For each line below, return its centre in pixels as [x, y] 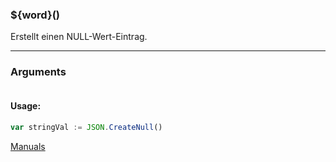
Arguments [38, 72]
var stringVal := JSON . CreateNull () [86, 127]
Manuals [28, 146]
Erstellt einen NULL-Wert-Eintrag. [79, 37]
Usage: [26, 106]
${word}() [35, 15]
